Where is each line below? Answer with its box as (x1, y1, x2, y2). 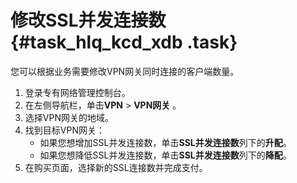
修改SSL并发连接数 (10, 9, 167, 32)
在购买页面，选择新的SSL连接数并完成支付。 (24, 161, 208, 173)
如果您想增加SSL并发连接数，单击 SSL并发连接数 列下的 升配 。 (39, 136, 292, 148)
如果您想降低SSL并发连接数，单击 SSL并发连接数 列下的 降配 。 (39, 149, 292, 161)
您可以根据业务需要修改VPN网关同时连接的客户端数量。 (10, 65, 240, 77)
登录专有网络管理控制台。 (24, 86, 131, 98)
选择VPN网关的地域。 (24, 111, 114, 123)
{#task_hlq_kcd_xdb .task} (10, 31, 238, 54)
